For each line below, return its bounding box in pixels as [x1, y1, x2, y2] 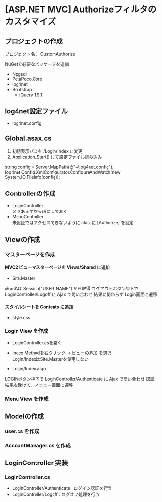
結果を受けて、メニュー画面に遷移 [5, 382, 73, 388]
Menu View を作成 [5, 395, 49, 402]
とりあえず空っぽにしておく [12, 209, 68, 214]
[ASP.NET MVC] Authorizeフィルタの [5, 4, 157, 15]
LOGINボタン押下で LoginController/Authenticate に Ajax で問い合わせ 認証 [5, 376, 155, 382]
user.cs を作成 [5, 428, 39, 435]
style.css [12, 315, 31, 321]
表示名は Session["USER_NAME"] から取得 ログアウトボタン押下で [5, 285, 139, 291]
